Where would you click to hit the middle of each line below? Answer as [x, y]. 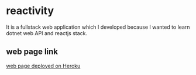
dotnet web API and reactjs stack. [47, 33]
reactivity [30, 11]
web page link [32, 52]
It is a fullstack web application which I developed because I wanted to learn [98, 27]
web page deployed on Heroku [43, 66]
